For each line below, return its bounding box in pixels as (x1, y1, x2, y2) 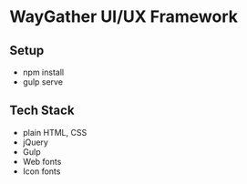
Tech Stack (9, 103, 75, 118)
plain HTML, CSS (22, 127, 87, 138)
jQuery (22, 137, 48, 148)
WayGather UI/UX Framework (9, 6, 239, 27)
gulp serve (22, 77, 64, 87)
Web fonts (22, 156, 62, 167)
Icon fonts (22, 166, 61, 177)
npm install (22, 66, 65, 77)
